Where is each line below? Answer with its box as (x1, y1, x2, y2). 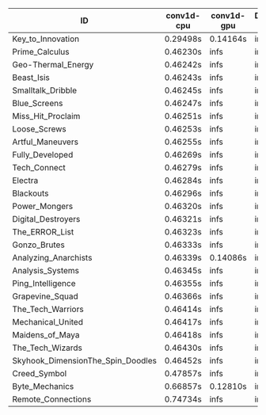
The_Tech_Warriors (12, 304, 85, 314)
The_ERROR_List (12, 227, 74, 237)
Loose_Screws (12, 124, 67, 134)
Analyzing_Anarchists (12, 253, 93, 263)
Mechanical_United (12, 317, 83, 327)
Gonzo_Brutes (12, 239, 65, 250)
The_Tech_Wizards (12, 342, 83, 353)
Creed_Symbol (12, 368, 67, 379)
